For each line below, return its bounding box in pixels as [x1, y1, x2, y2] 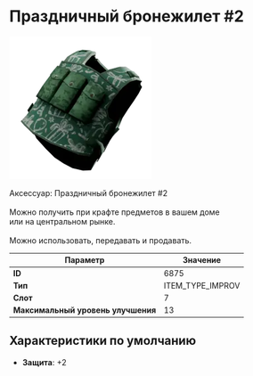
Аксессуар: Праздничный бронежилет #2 [9, 187, 167, 198]
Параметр [64, 255, 105, 266]
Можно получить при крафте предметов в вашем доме [9, 207, 220, 217]
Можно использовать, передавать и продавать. [9, 234, 192, 246]
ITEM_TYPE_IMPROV [163, 280, 241, 290]
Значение [182, 255, 221, 266]
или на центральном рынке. [9, 216, 116, 226]
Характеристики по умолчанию [9, 333, 197, 348]
